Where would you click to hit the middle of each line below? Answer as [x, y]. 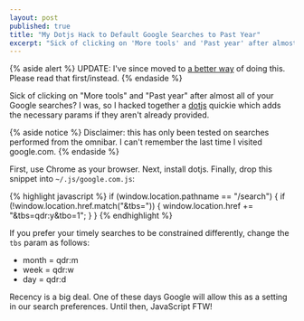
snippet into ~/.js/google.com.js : [72, 179]
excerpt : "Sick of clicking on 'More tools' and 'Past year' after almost [153, 43]
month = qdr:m [50, 260]
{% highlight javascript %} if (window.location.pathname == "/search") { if [147, 196]
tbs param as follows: [50, 243]
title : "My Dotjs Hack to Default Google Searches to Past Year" [135, 34]
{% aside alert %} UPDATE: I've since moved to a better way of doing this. [147, 69]
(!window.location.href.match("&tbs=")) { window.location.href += [132, 206]
